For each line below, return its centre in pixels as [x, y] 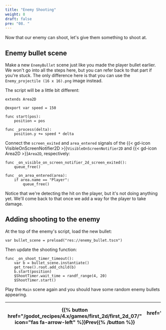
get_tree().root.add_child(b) [45, 267]
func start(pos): [23, 117]
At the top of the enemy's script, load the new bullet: [59, 231]
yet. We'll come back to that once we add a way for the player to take [76, 199]
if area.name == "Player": [42, 180]
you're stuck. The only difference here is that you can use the [68, 76]
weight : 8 [15, 14]
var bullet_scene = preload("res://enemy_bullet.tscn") [64, 240]
